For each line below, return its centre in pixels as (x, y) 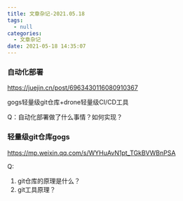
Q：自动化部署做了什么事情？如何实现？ (65, 117)
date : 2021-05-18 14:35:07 (47, 46)
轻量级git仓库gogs (39, 137)
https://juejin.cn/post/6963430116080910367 (73, 88)
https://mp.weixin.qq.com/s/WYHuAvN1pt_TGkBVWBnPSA (91, 153)
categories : (25, 33)
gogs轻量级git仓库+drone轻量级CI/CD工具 (68, 102)
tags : (15, 20)
